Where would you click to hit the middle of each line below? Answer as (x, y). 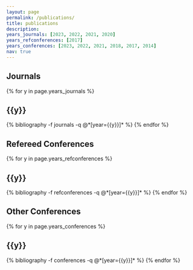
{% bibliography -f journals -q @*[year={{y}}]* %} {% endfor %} (88, 125)
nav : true (19, 52)
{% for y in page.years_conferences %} (56, 226)
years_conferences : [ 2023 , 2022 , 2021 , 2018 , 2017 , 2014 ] (81, 46)
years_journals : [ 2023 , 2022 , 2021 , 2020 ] (61, 35)
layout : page (23, 12)
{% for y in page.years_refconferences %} (59, 158)
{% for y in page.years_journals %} (51, 91)
